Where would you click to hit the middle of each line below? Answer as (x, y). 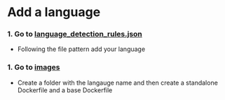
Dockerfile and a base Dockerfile (65, 90)
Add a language (54, 12)
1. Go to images (34, 67)
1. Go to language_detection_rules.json (75, 34)
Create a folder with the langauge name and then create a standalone (118, 83)
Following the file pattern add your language (81, 49)
